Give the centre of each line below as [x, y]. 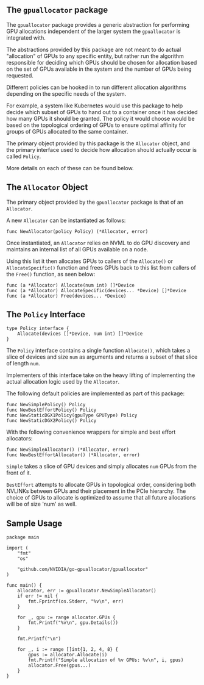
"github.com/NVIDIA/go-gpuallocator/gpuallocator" [83, 570]
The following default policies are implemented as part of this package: [96, 393]
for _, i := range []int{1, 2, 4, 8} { [68, 650]
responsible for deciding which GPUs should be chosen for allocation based [102, 62]
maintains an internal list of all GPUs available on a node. [77, 249]
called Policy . [24, 156]
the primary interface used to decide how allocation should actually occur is [101, 149]
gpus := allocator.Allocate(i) [68, 655]
